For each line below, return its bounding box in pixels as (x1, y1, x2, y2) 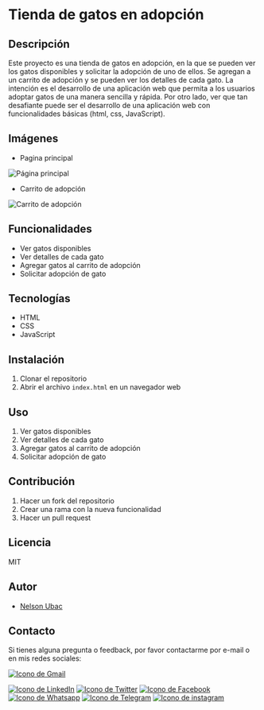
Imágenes (8, 132, 59, 145)
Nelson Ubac (19, 601, 63, 611)
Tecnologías (8, 292, 71, 305)
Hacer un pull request (19, 513, 91, 522)
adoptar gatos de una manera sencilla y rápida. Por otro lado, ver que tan (8, 92, 248, 101)
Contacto (8, 624, 56, 638)
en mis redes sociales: (8, 654, 82, 663)
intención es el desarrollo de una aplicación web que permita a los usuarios (8, 83, 256, 93)
